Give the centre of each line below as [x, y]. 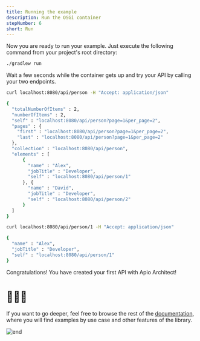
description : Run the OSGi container [54, 18]
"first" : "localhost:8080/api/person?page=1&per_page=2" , [93, 132]
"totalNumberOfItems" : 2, [46, 109]
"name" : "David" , [51, 188]
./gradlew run [24, 64]
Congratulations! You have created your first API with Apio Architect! [92, 272]
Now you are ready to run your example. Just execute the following [90, 46]
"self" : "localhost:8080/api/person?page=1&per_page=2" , [86, 121]
